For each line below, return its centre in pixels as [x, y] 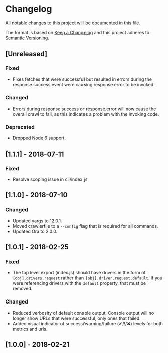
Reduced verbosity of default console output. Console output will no [83, 313]
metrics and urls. [30, 329]
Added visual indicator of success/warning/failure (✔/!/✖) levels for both [88, 323]
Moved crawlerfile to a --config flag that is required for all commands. [85, 226]
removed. [22, 289]
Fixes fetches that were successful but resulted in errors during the [82, 79]
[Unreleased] [26, 54]
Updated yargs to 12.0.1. [37, 221]
